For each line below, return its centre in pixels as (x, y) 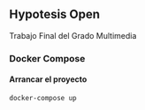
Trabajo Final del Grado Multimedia (73, 35)
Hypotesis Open (54, 15)
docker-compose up (43, 98)
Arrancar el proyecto (48, 79)
